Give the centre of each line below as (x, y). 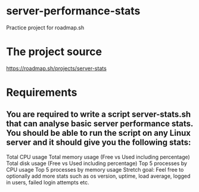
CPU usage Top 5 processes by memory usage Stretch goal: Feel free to (95, 169)
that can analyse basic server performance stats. (100, 124)
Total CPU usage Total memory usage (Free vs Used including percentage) (98, 157)
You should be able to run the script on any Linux (98, 133)
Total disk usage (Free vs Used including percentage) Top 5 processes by (97, 163)
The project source (54, 52)
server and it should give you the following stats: (99, 143)
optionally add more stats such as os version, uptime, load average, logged (98, 176)
